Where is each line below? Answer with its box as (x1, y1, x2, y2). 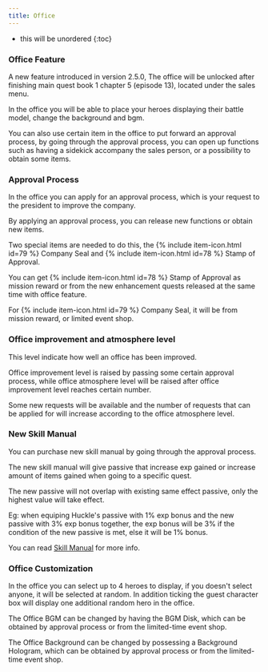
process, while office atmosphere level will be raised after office (8, 376, 220, 385)
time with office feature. (8, 290, 87, 300)
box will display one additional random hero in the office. (8, 598, 195, 608)
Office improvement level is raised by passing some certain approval (8, 368, 234, 377)
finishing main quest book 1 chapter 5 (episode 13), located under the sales (8, 80, 256, 90)
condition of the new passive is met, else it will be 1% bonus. (8, 527, 208, 537)
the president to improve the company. (8, 201, 136, 211)
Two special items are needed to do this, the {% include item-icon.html (8, 240, 242, 250)
